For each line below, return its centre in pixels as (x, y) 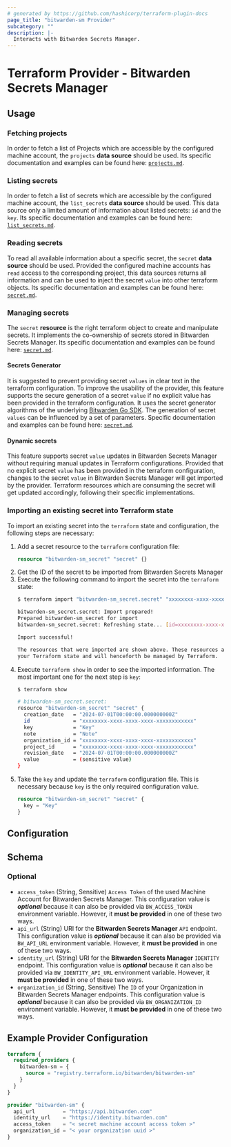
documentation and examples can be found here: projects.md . (96, 163)
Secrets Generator (34, 365)
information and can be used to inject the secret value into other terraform (113, 280)
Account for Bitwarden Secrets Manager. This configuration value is (113, 899)
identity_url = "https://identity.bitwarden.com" (91, 1118)
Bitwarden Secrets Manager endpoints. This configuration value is (111, 994)
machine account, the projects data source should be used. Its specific (109, 155)
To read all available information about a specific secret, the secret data (110, 258)
